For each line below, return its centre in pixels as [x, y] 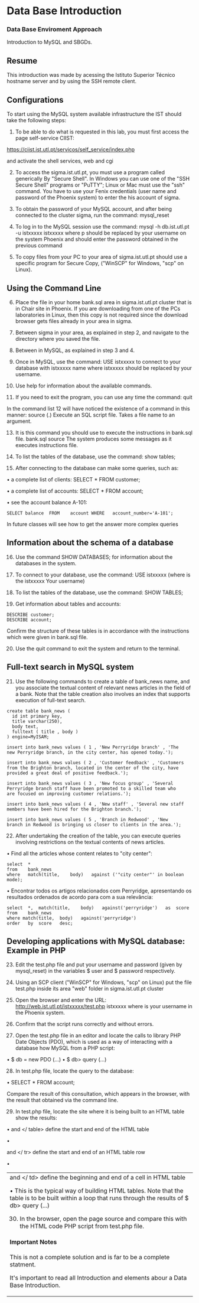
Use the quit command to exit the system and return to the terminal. [98, 649]
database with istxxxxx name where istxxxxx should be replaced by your [104, 368]
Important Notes [33, 1242]
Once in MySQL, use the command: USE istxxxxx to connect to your [98, 361]
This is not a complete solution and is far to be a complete [90, 1258]
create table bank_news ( [38, 711]
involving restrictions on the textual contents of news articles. [90, 842]
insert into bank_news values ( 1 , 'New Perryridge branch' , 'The [93, 747]
